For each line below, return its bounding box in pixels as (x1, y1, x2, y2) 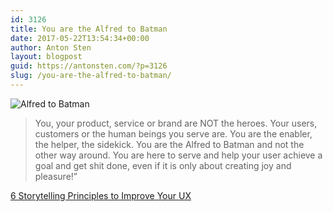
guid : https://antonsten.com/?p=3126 (10, 61, 168, 71)
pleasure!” (34, 170, 78, 182)
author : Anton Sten (10, 42, 92, 53)
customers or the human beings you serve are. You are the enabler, (34, 127, 313, 140)
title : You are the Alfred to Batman (10, 24, 168, 34)
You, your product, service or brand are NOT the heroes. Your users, (34, 117, 318, 129)
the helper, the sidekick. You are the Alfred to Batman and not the (34, 138, 305, 150)
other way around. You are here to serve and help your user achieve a (34, 149, 323, 161)
